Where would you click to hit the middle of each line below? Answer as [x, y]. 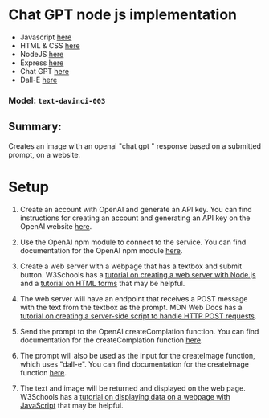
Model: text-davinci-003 [57, 100]
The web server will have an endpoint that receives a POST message [134, 298]
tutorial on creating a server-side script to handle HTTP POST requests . [138, 316]
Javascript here [46, 37]
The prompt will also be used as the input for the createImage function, [137, 355]
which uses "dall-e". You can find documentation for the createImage [134, 364]
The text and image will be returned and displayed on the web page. [133, 388]
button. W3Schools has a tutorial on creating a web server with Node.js [138, 274]
